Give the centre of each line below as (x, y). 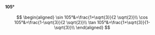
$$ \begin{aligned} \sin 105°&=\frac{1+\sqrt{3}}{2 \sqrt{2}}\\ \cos (82, 17)
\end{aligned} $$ (93, 28)
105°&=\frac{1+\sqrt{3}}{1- (124, 23)
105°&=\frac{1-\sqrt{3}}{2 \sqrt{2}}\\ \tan (55, 23)
